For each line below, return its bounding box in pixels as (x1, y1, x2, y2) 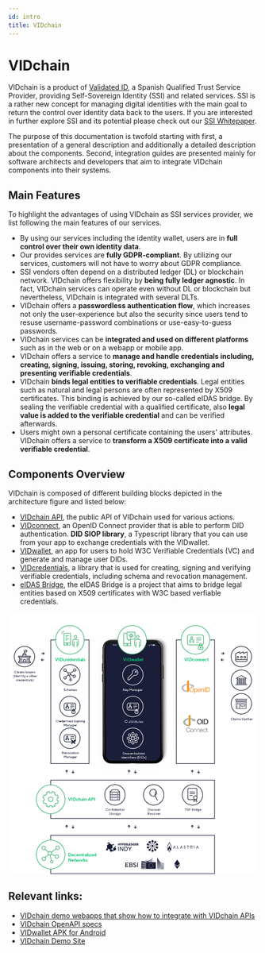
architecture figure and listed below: (8, 497, 127, 507)
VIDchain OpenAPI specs (19, 919, 102, 928)
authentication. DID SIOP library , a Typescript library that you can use (19, 529, 248, 539)
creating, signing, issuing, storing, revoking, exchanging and (19, 360, 225, 369)
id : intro (8, 13, 41, 21)
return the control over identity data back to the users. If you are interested (8, 108, 253, 118)
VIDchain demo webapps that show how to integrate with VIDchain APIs (19, 910, 255, 920)
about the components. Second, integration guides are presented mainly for (8, 149, 256, 158)
